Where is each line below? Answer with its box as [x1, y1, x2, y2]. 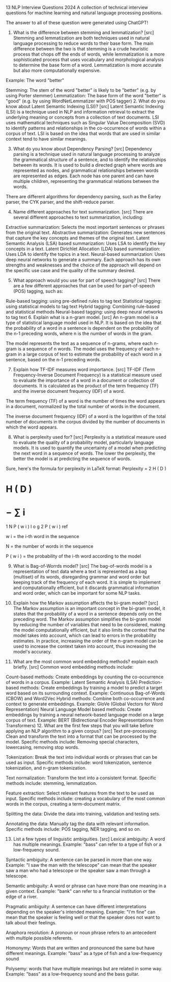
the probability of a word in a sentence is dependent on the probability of [6, 325, 159, 331]
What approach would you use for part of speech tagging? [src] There [13, 277, 161, 283]
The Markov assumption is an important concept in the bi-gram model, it [13, 605, 165, 612]
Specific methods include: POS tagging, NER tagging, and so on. [6, 826, 141, 832]
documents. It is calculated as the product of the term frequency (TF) [13, 383, 159, 389]
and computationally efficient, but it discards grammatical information [13, 585, 159, 591]
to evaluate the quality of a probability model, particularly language [13, 439, 154, 445]
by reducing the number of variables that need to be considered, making [13, 622, 165, 628]
